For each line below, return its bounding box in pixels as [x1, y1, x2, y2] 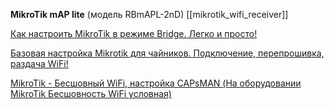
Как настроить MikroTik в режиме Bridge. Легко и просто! [10, 28, 258, 39]
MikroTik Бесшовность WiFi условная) [10, 88, 172, 99]
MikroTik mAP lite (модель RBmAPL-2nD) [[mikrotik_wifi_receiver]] [10, 9, 289, 20]
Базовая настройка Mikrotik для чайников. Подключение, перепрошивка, [10, 47, 325, 59]
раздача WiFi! [10, 58, 69, 69]
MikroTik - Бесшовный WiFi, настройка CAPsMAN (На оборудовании [10, 77, 302, 89]
